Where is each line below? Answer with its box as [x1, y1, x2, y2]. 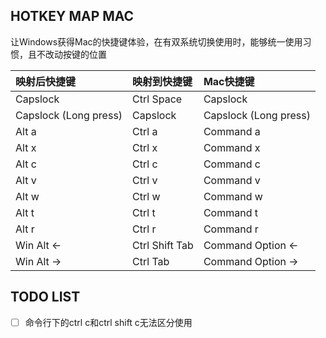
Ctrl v [132, 173, 158, 187]
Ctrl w [132, 189, 161, 203]
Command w [203, 189, 263, 203]
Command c [203, 157, 261, 171]
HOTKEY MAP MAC [10, 8, 135, 25]
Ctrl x [132, 140, 158, 154]
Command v [203, 173, 261, 187]
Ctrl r [132, 222, 157, 236]
